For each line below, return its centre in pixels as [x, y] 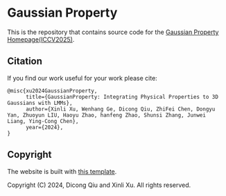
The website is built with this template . [62, 171]
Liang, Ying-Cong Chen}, [43, 121]
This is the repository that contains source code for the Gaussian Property [113, 32]
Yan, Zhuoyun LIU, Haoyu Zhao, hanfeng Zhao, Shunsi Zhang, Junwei [107, 115]
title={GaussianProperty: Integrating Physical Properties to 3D [122, 97]
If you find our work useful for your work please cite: [82, 78]
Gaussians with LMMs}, [40, 103]
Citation [25, 62]
